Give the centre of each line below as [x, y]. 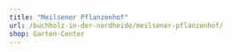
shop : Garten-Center [47, 33]
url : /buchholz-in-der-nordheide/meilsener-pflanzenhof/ [116, 26]
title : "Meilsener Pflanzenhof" [69, 17]
